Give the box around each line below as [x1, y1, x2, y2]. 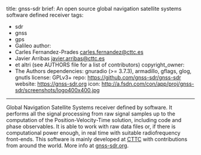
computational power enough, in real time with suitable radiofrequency [6, 129, 181, 136]
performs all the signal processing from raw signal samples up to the [6, 110, 175, 117]
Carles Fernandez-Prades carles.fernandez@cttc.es [14, 48, 144, 56]
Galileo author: [14, 42, 51, 49]
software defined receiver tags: [6, 11, 84, 19]
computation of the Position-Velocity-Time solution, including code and [6, 117, 182, 123]
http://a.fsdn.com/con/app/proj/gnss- [101, 80, 194, 87]
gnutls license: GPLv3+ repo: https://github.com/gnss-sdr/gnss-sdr [14, 74, 181, 81]
